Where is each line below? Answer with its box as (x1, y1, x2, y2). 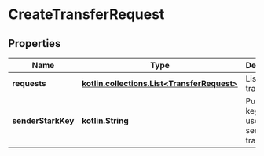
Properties (8, 37, 61, 50)
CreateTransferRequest (8, 5, 165, 24)
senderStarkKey (12, 115, 75, 126)
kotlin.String (82, 115, 129, 126)
